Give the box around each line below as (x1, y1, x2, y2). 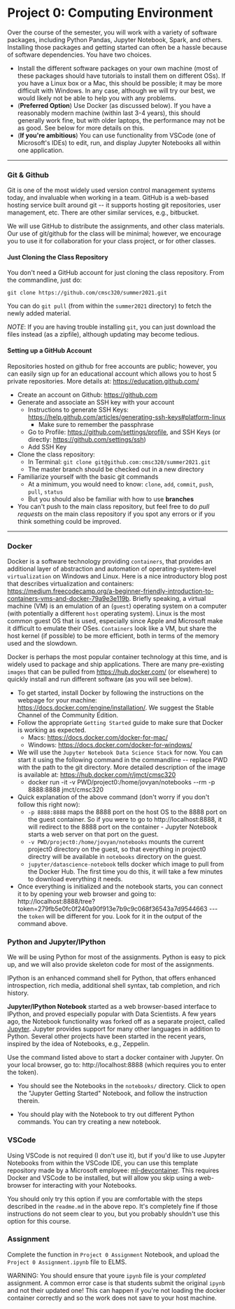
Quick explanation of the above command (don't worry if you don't (17, 792, 210, 801)
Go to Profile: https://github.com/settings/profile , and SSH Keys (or (27, 428, 221, 436)
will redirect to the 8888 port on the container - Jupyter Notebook (27, 822, 218, 831)
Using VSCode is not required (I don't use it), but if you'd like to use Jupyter (7, 1151, 226, 1160)
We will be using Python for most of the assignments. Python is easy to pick (7, 953, 226, 961)
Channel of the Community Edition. (17, 710, 119, 719)
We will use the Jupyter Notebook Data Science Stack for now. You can (17, 748, 223, 757)
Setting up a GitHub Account (7, 346, 92, 355)
